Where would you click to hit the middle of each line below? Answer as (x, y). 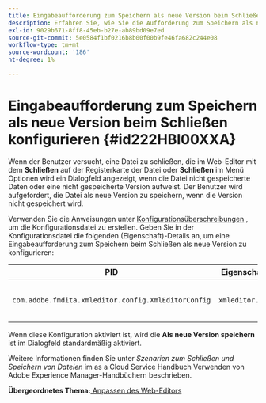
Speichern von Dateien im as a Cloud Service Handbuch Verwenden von (127, 367)
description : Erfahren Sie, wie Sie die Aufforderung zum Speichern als (131, 23)
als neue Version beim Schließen (118, 123)
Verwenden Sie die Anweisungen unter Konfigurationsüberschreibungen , (128, 219)
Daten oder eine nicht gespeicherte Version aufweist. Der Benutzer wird (125, 186)
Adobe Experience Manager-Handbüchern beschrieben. (100, 375)
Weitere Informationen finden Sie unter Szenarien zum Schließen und (121, 358)
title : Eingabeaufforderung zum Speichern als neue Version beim (118, 15)
